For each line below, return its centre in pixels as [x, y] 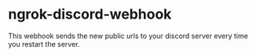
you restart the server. [44, 44]
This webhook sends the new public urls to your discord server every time [128, 36]
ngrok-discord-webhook [90, 14]
